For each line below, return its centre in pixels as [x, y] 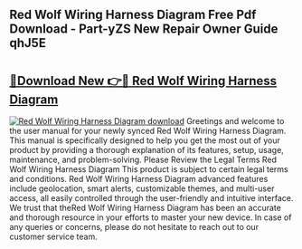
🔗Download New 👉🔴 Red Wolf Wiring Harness [143, 81]
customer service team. [53, 236]
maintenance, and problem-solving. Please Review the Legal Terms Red [143, 159]
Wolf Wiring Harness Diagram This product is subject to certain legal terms [149, 169]
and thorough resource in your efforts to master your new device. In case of [151, 217]
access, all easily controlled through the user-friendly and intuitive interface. [151, 198]
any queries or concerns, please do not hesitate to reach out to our [134, 227]
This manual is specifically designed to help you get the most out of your [145, 140]
